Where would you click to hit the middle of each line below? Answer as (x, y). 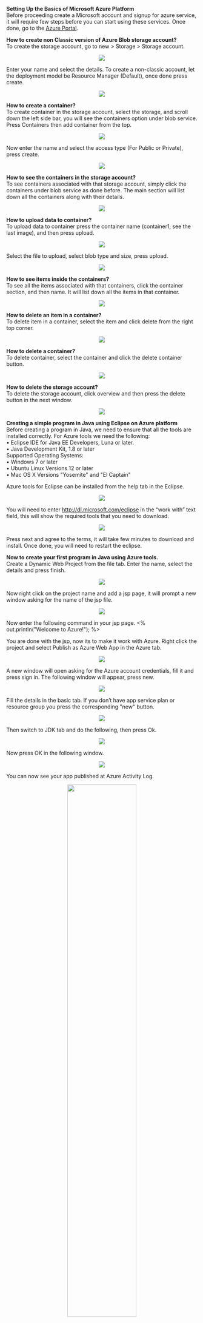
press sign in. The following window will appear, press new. (80, 677)
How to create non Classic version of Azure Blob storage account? (92, 40)
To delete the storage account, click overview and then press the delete (96, 393)
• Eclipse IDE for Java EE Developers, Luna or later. (70, 443)
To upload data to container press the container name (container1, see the (98, 226)
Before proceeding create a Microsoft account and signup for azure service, (101, 15)
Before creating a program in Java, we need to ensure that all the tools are (99, 429)
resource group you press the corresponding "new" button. (80, 707)
